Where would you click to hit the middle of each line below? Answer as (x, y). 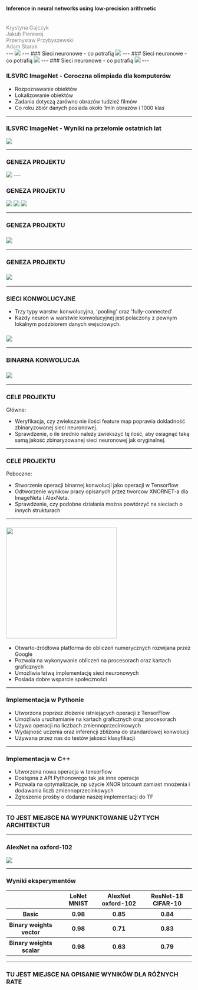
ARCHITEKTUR (28, 825)
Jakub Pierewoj (25, 34)
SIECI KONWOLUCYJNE (41, 299)
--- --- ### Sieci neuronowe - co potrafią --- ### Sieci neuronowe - (97, 54)
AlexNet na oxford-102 (39, 847)
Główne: (16, 410)
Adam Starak (22, 47)
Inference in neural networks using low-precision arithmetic (81, 8)
